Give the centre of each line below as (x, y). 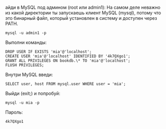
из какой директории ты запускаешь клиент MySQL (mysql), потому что (83, 13)
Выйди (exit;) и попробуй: (33, 93)
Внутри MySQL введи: (29, 74)
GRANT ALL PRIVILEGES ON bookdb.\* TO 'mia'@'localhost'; (68, 61)
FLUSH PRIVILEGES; (25, 65)
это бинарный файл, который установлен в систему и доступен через (81, 18)
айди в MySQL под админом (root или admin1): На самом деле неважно (83, 7)
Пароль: (14, 112)
